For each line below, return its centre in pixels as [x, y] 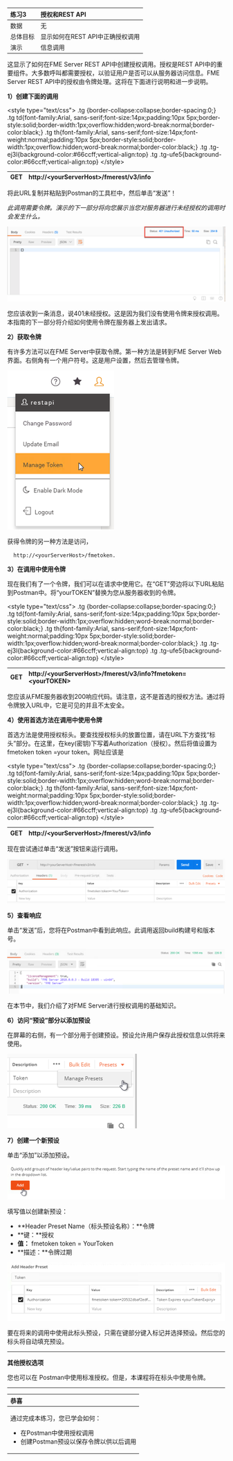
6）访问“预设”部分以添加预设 [49, 1020]
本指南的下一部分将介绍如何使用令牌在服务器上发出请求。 [89, 322]
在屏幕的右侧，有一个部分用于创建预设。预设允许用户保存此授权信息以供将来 [116, 1035]
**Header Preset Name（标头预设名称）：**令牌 [86, 1226]
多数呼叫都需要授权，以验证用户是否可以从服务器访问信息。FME [128, 73]
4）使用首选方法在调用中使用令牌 [55, 720]
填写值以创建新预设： [37, 1211]
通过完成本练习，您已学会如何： [56, 1418]
